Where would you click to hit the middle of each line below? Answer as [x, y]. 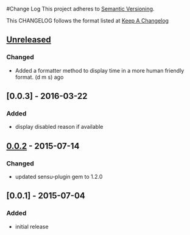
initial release [32, 226]
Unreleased [29, 40]
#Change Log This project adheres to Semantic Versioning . [80, 9]
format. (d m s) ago [39, 77]
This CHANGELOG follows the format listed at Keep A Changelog [88, 20]
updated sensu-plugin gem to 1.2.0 [59, 177]
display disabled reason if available [59, 127]
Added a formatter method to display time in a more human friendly [100, 70]
